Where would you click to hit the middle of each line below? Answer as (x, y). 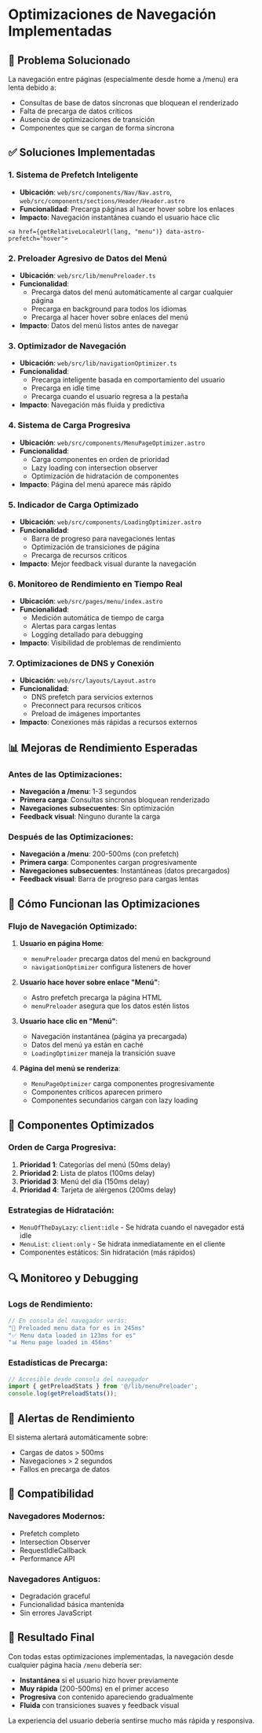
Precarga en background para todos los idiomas (109, 309)
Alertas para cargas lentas (74, 626)
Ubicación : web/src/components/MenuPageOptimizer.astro (112, 442)
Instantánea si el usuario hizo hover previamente (99, 1680)
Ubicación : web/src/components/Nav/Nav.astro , (96, 192)
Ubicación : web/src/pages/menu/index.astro (91, 601)
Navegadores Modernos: (57, 1517)
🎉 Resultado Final (51, 1637)
